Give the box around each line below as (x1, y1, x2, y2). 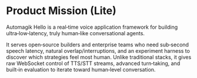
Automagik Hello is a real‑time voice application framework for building (6, 23, 178, 30)
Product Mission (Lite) (6, 4, 116, 18)
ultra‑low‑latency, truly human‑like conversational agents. (6, 29, 145, 36)
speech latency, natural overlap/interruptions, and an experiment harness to (6, 47, 190, 54)
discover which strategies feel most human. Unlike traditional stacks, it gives (6, 53, 192, 60)
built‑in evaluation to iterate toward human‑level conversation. (6, 66, 156, 73)
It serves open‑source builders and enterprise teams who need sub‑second (6, 41, 189, 48)
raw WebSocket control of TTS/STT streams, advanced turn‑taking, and (6, 60, 181, 67)
